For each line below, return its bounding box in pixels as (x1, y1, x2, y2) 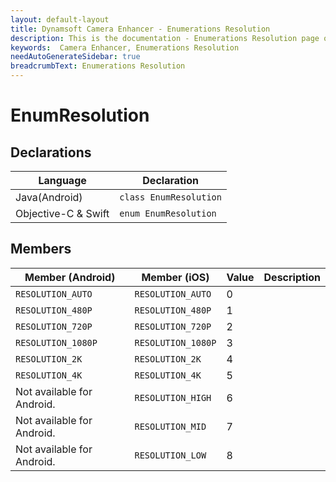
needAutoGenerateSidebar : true (10, 52, 141, 62)
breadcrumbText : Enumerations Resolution (10, 61, 186, 71)
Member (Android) (24, 270, 116, 284)
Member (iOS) (141, 270, 210, 284)
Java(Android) (15, 191, 83, 204)
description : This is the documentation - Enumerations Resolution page (10, 33, 320, 43)
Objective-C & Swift (15, 207, 110, 220)
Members (10, 241, 72, 258)
